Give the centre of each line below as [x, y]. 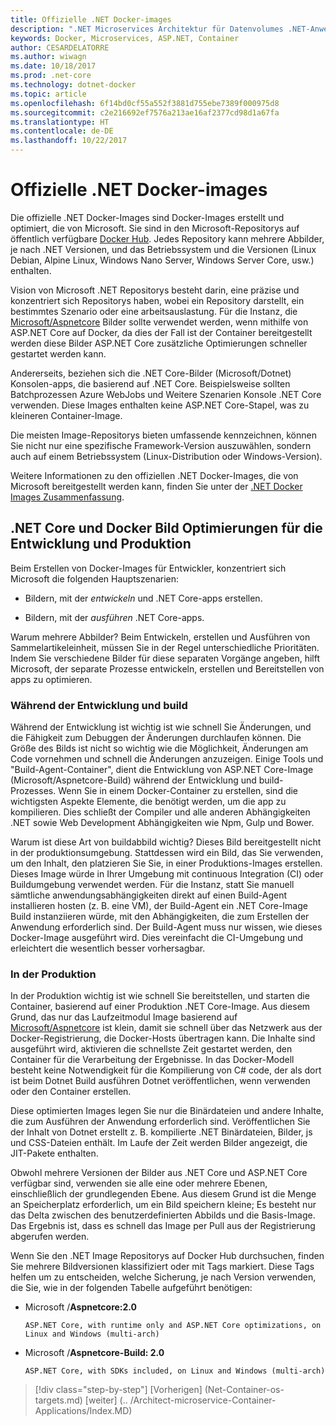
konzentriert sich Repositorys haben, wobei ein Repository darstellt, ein [157, 300]
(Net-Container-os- [244, 1390]
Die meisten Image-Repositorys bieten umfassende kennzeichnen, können [163, 435]
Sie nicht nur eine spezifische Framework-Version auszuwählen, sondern [161, 445]
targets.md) [58, 1400]
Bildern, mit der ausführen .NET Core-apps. [114, 617]
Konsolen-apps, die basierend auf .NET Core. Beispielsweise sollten [150, 383]
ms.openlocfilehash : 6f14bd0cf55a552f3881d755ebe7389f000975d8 [145, 103]
